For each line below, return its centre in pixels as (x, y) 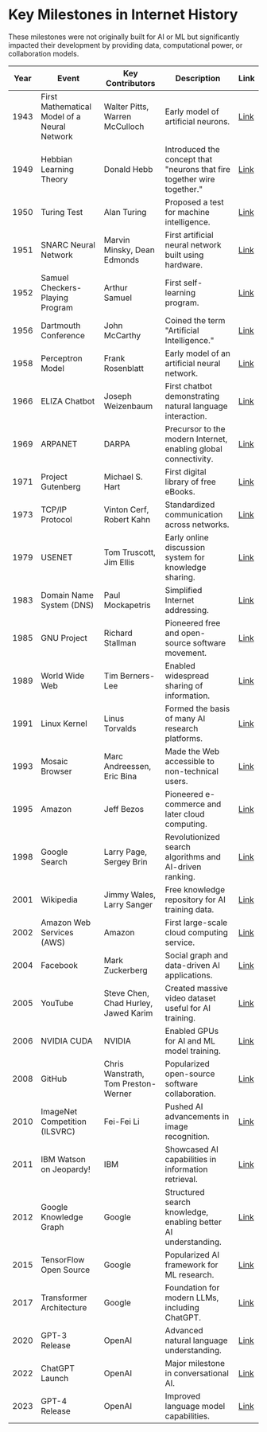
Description (198, 78)
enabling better (193, 1222)
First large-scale (196, 923)
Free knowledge (195, 889)
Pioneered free (193, 622)
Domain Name (67, 595)
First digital (186, 471)
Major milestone (195, 1363)
